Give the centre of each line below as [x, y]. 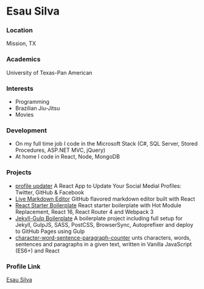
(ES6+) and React [37, 251]
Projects [19, 173]
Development [27, 130]
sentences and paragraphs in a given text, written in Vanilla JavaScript [103, 244]
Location [20, 30]
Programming [32, 102]
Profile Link [23, 266]
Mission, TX [21, 43]
